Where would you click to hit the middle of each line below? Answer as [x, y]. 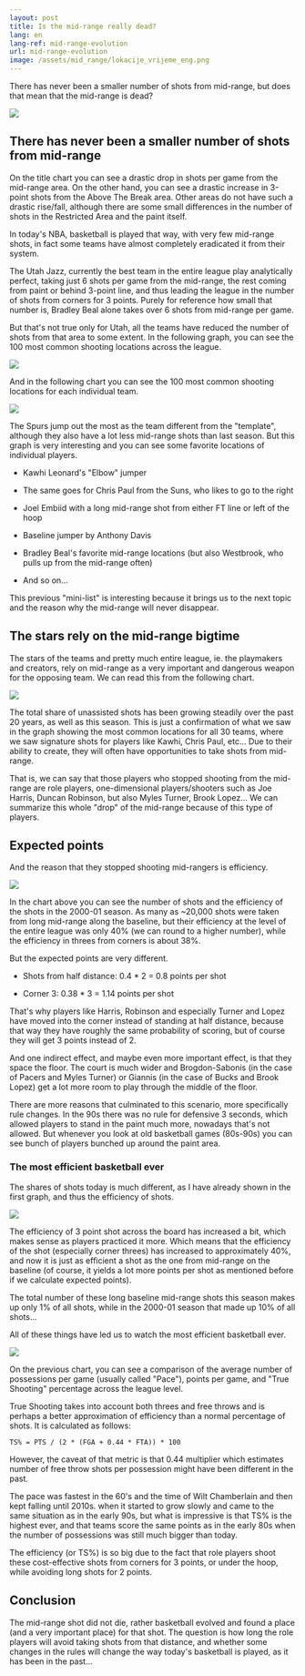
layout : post [34, 18]
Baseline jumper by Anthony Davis [87, 535]
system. [24, 253]
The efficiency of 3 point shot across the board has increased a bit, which [148, 1231]
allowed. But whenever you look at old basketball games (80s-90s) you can [151, 1134]
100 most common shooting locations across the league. [115, 346]
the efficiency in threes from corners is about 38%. [105, 941]
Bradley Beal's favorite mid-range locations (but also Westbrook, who [153, 553]
